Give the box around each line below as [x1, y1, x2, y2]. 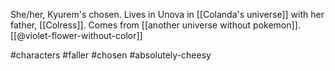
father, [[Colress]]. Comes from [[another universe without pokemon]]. [10, 19, 301, 31]
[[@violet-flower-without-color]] [10, 30, 143, 41]
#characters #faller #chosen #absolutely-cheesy [10, 49, 212, 61]
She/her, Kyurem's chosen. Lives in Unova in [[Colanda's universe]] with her [10, 9, 325, 20]
